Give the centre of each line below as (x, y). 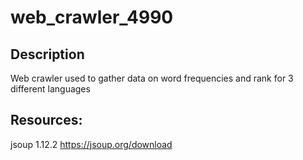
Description (47, 54)
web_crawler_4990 (92, 17)
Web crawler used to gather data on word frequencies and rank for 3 (152, 78)
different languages (50, 89)
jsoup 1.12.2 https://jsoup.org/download (91, 144)
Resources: (46, 120)
